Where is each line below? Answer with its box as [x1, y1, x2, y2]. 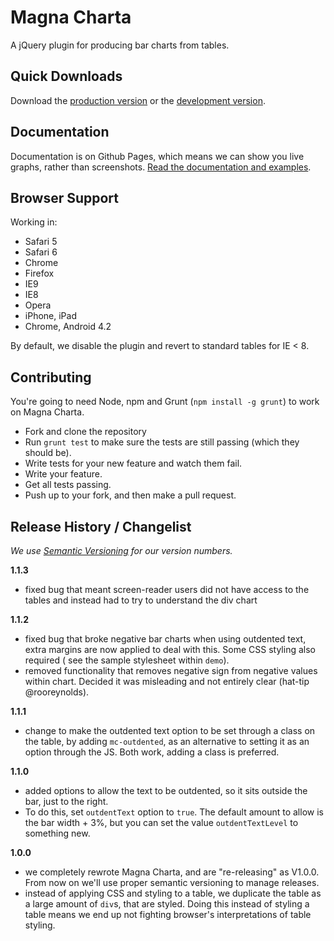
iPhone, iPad [24, 310, 77, 322]
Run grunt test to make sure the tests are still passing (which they [24, 436, 300, 448]
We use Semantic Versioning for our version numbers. [10, 545, 233, 556]
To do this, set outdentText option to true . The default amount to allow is [24, 806, 324, 818]
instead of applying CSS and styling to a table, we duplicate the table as [24, 887, 322, 899]
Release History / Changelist [10, 518, 192, 535]
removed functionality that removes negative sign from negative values [24, 665, 318, 676]
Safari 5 [24, 236, 58, 248]
